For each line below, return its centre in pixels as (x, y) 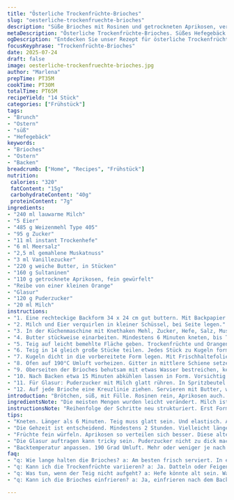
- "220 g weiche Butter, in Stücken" (62, 266)
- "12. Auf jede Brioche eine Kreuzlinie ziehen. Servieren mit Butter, (115, 389)
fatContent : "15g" (37, 189)
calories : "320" (34, 182)
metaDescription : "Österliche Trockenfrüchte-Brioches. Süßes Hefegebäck (117, 33)
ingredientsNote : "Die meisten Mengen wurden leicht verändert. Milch (112, 402)
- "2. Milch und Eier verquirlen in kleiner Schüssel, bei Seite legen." (117, 325)
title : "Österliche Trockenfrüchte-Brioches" (74, 14)
